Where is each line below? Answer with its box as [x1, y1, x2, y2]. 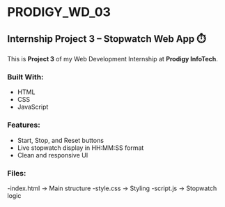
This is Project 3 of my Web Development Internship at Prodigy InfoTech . [7, 55, 218, 63]
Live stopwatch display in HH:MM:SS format [17, 144, 144, 152]
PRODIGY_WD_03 [7, 4, 111, 20]
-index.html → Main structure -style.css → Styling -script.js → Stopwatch [7, 184, 217, 192]
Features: [7, 120, 40, 130]
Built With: [7, 72, 44, 82]
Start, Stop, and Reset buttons [17, 136, 104, 144]
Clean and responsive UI [17, 151, 88, 159]
